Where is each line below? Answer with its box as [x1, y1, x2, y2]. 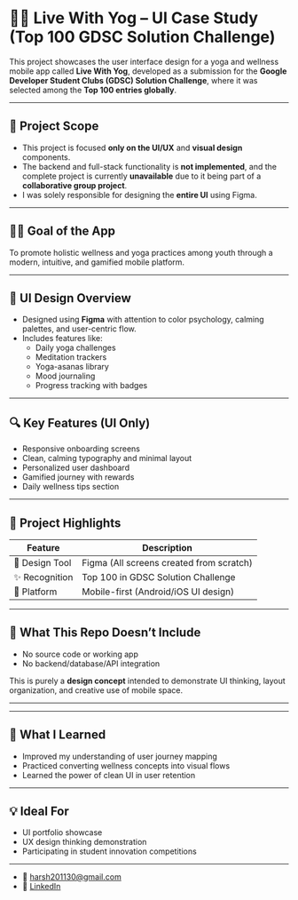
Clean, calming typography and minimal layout [21, 453, 192, 464]
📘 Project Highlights [9, 515, 122, 530]
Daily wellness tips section [21, 482, 120, 492]
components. [21, 151, 71, 163]
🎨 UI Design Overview [9, 291, 131, 306]
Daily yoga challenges [35, 342, 117, 354]
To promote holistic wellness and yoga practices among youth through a [9, 247, 273, 258]
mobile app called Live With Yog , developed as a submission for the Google [9, 66, 287, 76]
